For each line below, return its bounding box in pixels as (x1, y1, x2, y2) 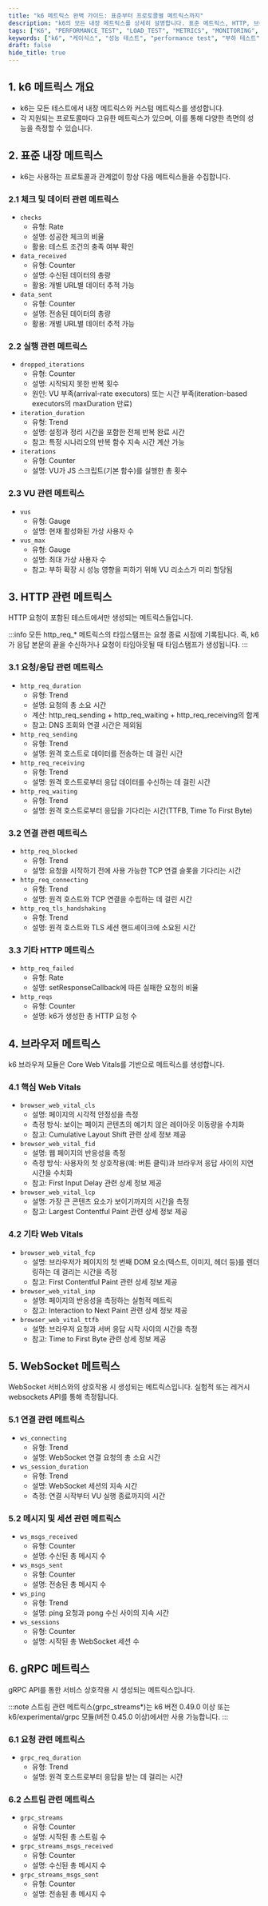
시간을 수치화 (31, 1169, 73, 1178)
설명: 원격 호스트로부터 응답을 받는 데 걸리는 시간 (31, 1772, 183, 1782)
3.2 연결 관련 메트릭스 (8, 827, 88, 838)
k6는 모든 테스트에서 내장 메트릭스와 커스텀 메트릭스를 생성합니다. (19, 103, 225, 113)
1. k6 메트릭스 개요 (8, 81, 95, 94)
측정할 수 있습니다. (34, 123, 93, 133)
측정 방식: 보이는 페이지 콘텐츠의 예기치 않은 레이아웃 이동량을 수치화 (31, 1120, 245, 1129)
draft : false (8, 42, 52, 50)
